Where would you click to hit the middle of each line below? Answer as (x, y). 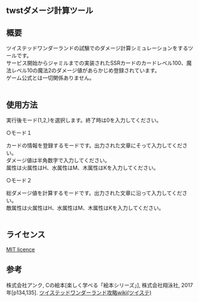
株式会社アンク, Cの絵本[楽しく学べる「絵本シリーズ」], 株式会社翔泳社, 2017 (100, 285)
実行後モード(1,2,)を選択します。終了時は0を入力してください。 (84, 120)
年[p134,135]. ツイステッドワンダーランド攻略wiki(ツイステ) (79, 292)
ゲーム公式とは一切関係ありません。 (51, 78)
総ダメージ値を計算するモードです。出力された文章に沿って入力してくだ (94, 193)
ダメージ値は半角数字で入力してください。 (58, 161)
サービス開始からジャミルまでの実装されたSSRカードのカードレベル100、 (96, 63)
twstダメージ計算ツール (50, 11)
